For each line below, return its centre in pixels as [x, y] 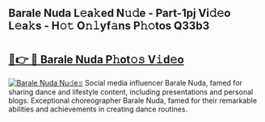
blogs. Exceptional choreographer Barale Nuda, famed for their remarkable [132, 101]
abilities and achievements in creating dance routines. [98, 109]
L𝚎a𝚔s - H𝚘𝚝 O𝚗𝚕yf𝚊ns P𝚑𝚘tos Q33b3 [109, 26]
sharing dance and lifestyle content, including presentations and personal [131, 92]
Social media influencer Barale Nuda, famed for [164, 83]
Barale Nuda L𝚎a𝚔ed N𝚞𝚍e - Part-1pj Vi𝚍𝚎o [120, 13]
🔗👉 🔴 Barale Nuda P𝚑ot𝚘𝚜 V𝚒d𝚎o [96, 59]
